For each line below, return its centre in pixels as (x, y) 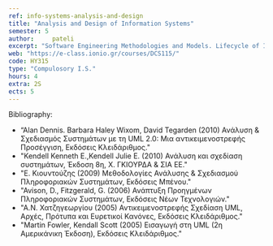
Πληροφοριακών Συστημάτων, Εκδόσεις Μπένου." (106, 182)
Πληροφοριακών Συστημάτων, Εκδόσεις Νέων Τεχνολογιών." (125, 199)
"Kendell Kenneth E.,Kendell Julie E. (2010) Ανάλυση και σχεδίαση (131, 156)
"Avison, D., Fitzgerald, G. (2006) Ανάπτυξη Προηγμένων (116, 191)
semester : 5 (28, 31)
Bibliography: (30, 114)
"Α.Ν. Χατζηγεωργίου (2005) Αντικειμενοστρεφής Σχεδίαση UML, (132, 208)
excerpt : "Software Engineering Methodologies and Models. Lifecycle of (134, 46)
